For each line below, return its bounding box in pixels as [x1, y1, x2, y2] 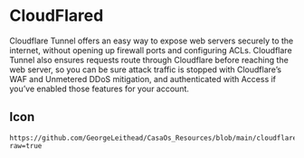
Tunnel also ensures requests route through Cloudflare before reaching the [9, 54, 290, 65]
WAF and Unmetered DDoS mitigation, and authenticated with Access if [9, 73, 277, 84]
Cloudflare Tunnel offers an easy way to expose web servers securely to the [9, 35, 294, 46]
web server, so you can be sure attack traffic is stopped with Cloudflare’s [9, 64, 282, 75]
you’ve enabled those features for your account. [9, 83, 190, 94]
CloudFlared [9, 5, 104, 26]
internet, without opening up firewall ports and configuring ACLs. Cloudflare [9, 44, 292, 55]
